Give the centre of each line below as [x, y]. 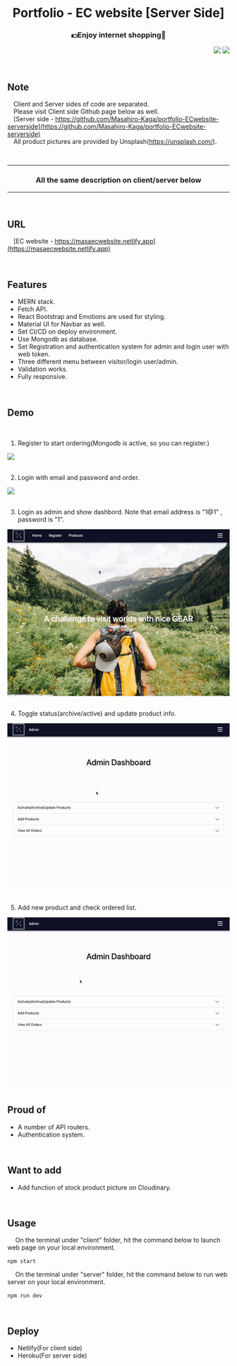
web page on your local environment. [61, 1247]
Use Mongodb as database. [58, 339]
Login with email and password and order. [78, 478]
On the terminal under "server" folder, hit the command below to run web [121, 1274]
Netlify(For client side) [50, 1348]
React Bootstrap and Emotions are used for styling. [91, 317]
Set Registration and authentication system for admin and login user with [123, 346]
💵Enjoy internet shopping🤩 [119, 35]
